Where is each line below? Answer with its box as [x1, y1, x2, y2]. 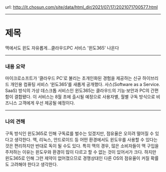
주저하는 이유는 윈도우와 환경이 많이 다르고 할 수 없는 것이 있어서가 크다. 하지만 [5, 149, 157, 155]
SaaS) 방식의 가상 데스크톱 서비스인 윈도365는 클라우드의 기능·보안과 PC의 [5, 87, 150, 93]
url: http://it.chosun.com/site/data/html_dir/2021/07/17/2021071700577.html [5, 4, 158, 10]
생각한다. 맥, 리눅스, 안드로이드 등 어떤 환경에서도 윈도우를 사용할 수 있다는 [14, 136, 158, 142]
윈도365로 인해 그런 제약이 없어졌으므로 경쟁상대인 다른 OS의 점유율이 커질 [5, 155, 150, 161]
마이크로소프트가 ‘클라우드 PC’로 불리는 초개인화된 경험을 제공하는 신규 [5, 75, 142, 81]
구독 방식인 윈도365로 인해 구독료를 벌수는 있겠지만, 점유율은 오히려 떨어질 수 [5, 130, 154, 136]
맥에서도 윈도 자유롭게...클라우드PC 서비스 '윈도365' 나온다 [5, 44, 120, 51]
